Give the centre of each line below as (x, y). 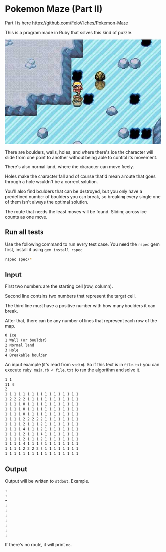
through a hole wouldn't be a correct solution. (52, 181)
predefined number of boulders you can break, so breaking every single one (83, 196)
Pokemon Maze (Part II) (54, 9)
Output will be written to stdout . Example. (47, 481)
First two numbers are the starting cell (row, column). (59, 286)
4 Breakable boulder (26, 355)
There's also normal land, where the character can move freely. (70, 166)
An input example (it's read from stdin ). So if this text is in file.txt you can (82, 365)
